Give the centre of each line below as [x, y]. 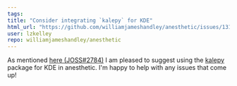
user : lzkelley [30, 33]
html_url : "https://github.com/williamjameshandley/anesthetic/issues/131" [121, 27]
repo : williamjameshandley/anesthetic [64, 40]
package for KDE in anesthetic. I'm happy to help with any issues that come [117, 68]
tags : [15, 14]
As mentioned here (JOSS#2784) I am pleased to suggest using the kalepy [116, 60]
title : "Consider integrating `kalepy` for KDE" [80, 20]
